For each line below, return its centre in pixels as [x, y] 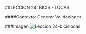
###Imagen [17, 26]
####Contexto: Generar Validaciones [43, 17]
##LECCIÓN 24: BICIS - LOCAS [37, 8]
